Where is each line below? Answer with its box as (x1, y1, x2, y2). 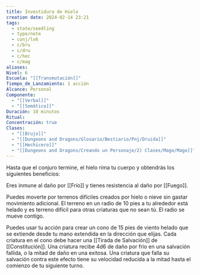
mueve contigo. (6, 212, 45, 220)
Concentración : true (6, 120, 58, 126)
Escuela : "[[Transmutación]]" (6, 75, 82, 81)
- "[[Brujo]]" (11, 131, 46, 137)
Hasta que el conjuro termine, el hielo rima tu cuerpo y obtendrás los (6, 163, 174, 171)
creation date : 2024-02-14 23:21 (6, 14, 89, 20)
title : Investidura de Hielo (6, 8, 79, 15)
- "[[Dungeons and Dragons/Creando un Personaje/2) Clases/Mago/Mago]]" (11, 147, 196, 153)
